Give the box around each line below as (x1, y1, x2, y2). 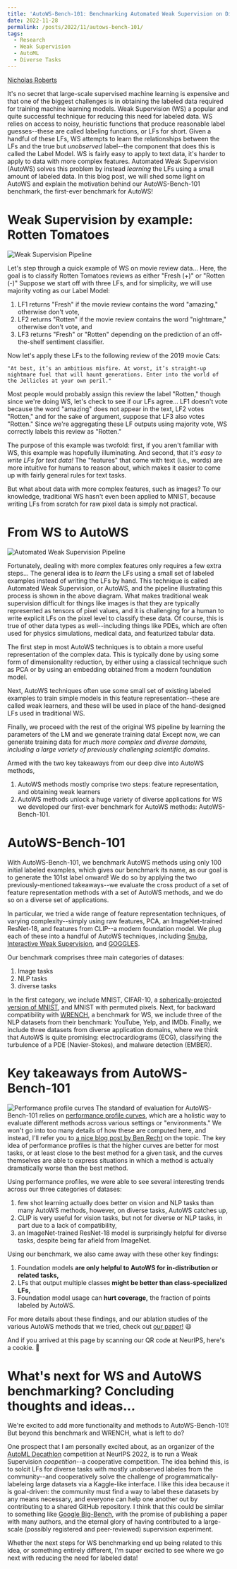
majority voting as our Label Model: (7, 286, 111, 295)
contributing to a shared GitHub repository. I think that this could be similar (7, 1503, 224, 1511)
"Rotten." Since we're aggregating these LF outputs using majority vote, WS (7, 420, 228, 428)
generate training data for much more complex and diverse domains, (7, 738, 207, 746)
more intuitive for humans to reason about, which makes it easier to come (7, 463, 221, 472)
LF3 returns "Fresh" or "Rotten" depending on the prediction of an (17, 330, 210, 338)
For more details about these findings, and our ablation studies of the (7, 1315, 208, 1323)
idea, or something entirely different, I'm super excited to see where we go (7, 1546, 224, 1555)
